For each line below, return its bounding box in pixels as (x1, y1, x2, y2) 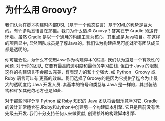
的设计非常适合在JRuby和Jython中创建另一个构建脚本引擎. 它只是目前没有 (5, 104, 156, 110)
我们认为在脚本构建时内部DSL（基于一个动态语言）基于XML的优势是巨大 (5, 22, 153, 28)
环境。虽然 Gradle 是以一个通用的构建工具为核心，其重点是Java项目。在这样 (5, 34, 160, 40)
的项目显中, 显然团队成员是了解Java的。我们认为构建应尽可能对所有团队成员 (5, 40, 160, 46)
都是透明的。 (5, 46, 31, 52)
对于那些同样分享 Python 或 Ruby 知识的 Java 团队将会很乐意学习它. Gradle (5, 98, 158, 104)
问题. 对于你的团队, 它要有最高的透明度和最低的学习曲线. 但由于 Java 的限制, (5, 62, 160, 69)
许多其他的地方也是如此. (13, 87, 63, 93)
